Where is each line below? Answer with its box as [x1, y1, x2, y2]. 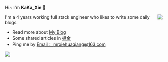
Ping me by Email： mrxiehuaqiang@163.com [12, 41, 106, 47]
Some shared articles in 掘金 [12, 35, 71, 41]
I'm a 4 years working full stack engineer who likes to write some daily [5, 14, 150, 20]
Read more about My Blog [12, 29, 66, 35]
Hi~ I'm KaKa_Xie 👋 [5, 5, 46, 10]
